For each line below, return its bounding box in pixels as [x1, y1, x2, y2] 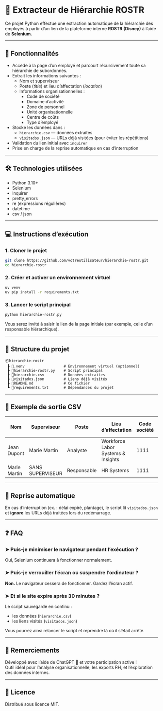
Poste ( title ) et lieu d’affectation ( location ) [19, 83, 103, 89]
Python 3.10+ [12, 180, 39, 185]
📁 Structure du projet [5, 345, 69, 353]
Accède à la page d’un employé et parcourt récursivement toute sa [12, 62, 146, 68]
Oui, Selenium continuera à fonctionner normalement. [5, 557, 113, 563]
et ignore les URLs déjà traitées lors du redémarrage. [5, 510, 112, 515]
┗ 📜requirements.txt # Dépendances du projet [7, 385, 114, 390]
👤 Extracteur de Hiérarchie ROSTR [5, 4, 145, 16]
